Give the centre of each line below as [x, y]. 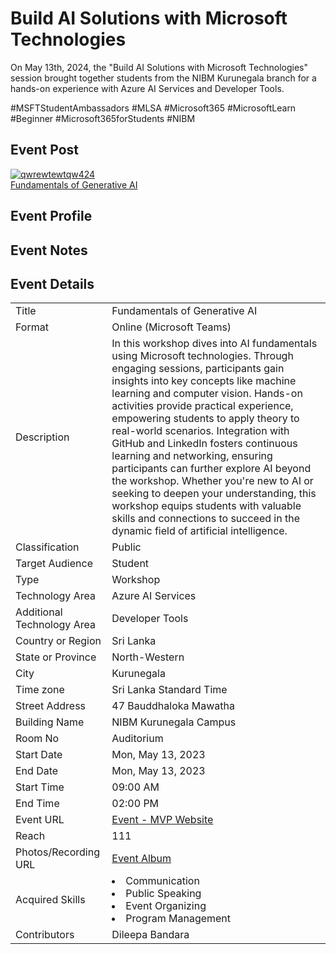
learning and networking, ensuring [192, 456]
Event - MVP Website [162, 820]
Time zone [40, 690]
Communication [162, 881]
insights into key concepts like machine [204, 381]
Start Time [40, 787]
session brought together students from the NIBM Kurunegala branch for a [163, 78]
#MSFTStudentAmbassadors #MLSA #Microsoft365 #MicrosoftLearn [153, 108]
